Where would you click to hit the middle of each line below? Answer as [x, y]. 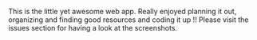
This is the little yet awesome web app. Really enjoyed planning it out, [123, 11]
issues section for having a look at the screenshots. [93, 28]
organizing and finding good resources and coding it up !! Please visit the [128, 20]
